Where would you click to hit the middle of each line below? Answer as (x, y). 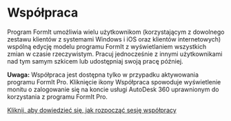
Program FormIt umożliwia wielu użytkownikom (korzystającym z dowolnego (116, 32)
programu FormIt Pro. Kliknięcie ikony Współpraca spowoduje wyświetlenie (114, 82)
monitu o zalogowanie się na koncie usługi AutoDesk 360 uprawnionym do (113, 89)
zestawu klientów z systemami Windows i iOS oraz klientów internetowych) (114, 39)
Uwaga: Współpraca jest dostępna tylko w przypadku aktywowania (103, 75)
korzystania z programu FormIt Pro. (58, 96)
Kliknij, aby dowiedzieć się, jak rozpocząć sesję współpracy (92, 110)
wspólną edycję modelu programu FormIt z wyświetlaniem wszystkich (107, 46)
